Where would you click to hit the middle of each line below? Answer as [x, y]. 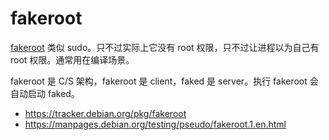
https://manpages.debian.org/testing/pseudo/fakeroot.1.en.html [155, 124]
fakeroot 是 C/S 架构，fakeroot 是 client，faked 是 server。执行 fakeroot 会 [164, 81]
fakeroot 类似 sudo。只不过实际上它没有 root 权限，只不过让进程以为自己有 [165, 47]
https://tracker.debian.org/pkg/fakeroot [105, 113]
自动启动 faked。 [45, 93]
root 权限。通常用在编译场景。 [72, 59]
